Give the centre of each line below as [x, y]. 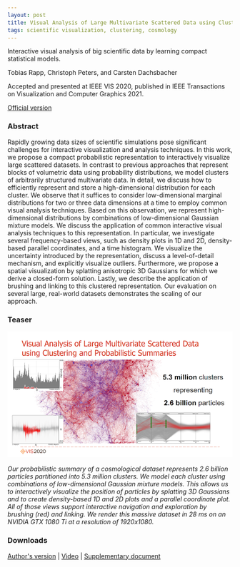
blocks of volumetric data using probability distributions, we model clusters [118, 172]
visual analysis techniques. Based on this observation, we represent [107, 210]
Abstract [23, 126]
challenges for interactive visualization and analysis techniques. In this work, [120, 149]
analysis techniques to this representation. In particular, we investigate [111, 233]
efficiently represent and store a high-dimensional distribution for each [111, 187]
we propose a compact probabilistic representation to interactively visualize [119, 157]
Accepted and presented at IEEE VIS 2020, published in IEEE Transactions [116, 86]
